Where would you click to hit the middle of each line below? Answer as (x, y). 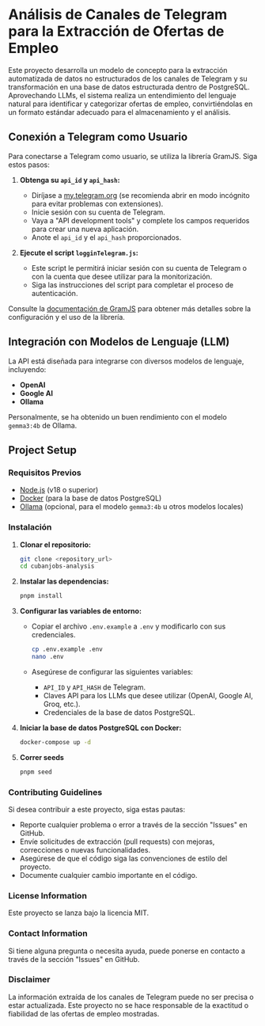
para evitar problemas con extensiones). (97, 203)
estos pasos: (29, 165)
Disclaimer (29, 979)
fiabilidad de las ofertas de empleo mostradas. (84, 1013)
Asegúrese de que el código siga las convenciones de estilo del (123, 858)
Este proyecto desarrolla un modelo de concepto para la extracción (118, 70)
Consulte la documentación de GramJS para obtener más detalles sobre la (130, 308)
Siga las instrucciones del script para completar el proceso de (132, 285)
